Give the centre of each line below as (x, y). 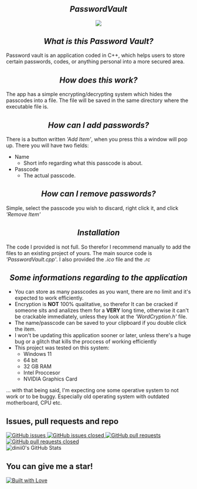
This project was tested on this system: (62, 348)
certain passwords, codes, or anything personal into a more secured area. (95, 62)
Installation (98, 233)
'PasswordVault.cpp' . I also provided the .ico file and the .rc (78, 259)
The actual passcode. (50, 176)
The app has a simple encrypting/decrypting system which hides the (89, 94)
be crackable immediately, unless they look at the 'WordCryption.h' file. (101, 317)
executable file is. (27, 107)
